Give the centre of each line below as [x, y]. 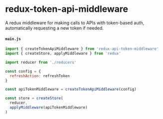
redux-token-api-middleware [67, 9]
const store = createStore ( [34, 98]
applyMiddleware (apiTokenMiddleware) [49, 108]
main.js [13, 39]
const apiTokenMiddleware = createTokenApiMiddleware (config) [71, 89]
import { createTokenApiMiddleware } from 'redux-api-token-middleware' [82, 49]
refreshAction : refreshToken [40, 76]
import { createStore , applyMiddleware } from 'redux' [63, 54]
